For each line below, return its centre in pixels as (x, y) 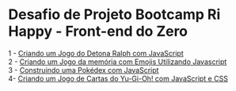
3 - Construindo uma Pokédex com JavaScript (84, 70)
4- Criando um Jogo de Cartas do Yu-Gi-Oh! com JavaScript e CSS (118, 78)
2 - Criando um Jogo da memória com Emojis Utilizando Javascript (118, 62)
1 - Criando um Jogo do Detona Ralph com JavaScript (96, 53)
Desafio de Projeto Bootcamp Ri (114, 15)
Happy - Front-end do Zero (98, 31)
